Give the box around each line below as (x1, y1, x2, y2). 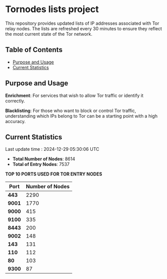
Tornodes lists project (5, 4, 99, 15)
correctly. (5, 97, 25, 104)
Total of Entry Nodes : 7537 (12, 161, 70, 168)
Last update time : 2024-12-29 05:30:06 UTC (5, 146, 99, 152)
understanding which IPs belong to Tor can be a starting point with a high (5, 113, 158, 119)
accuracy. (5, 118, 26, 124)
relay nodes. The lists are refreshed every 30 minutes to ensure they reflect (5, 25, 162, 31)
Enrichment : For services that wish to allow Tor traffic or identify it (5, 92, 144, 98)
